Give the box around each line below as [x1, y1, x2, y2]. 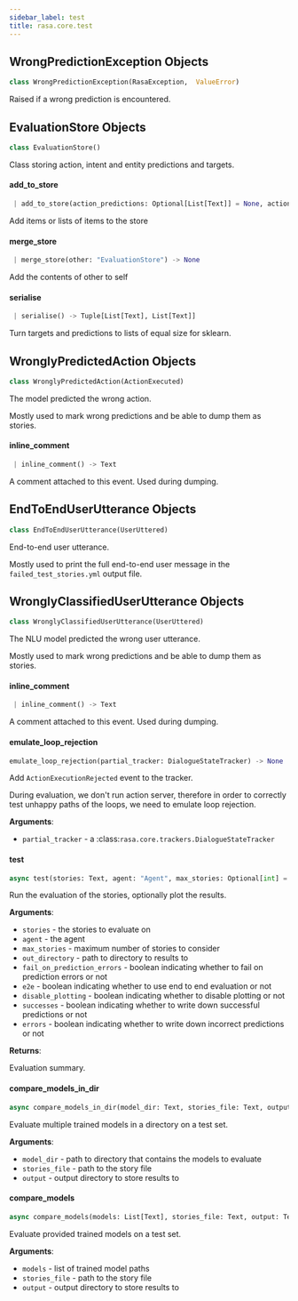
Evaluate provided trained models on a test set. [9, 1228, 182, 1239]
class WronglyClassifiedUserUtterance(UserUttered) [9, 617, 204, 627]
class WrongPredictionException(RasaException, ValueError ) [9, 77, 240, 87]
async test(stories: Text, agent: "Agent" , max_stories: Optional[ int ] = [9, 873, 288, 883]
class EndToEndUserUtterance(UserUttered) [9, 526, 169, 534]
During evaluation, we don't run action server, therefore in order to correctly [9, 790, 286, 800]
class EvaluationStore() [9, 143, 101, 152]
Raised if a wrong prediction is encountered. [9, 94, 171, 105]
